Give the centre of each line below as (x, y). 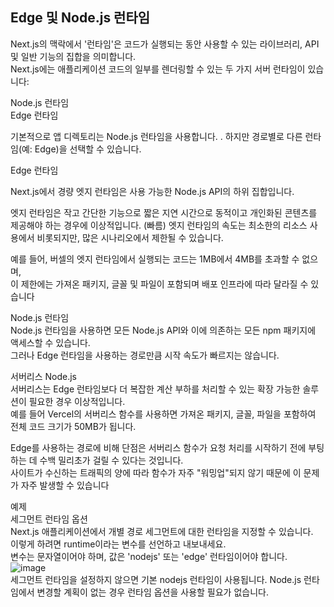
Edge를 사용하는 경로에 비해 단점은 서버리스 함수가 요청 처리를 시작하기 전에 (158, 447)
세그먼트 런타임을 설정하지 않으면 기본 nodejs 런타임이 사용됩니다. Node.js (156, 579)
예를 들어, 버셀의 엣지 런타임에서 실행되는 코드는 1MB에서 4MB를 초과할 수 (155, 259)
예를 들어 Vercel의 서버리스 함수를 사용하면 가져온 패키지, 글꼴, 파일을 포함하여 (163, 414)
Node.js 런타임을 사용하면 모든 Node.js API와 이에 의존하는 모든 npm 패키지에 (163, 330)
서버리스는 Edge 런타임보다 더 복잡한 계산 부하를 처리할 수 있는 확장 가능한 (155, 389)
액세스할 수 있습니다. (50, 342)
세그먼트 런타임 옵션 (49, 519)
